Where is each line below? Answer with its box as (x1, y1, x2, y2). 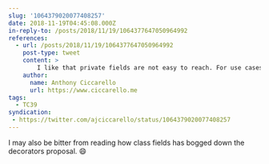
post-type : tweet (22, 49, 81, 57)
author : (22, 71, 48, 79)
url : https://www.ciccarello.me (29, 86, 138, 94)
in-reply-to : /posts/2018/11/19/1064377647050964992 (8, 26, 188, 34)
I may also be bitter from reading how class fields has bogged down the (8, 138, 245, 147)
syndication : (8, 109, 52, 117)
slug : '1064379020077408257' (8, 11, 106, 20)
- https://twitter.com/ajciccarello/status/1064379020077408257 (11, 116, 231, 124)
